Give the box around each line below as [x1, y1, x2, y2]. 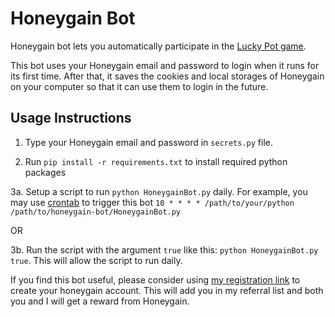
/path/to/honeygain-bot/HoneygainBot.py [10, 207, 182, 217]
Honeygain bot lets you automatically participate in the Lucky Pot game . [10, 40, 307, 52]
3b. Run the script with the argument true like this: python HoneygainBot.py [10, 243, 319, 256]
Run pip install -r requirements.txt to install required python [24, 155, 288, 167]
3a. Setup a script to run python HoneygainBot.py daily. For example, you [10, 185, 308, 197]
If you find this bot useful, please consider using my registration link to [10, 273, 301, 286]
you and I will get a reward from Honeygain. [10, 295, 190, 307]
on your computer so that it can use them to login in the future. [10, 80, 269, 92]
